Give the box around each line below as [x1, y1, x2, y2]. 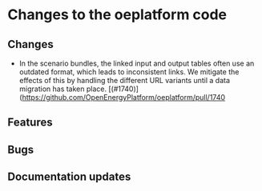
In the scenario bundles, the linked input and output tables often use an [18, 58, 255, 68]
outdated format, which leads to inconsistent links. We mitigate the [18, 67, 240, 77]
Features [7, 116, 53, 129]
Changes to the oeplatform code [7, 6, 228, 24]
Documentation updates [7, 170, 131, 184]
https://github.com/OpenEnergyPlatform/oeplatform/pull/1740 [22, 93, 226, 101]
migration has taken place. [18, 84, 107, 94]
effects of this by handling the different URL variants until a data [18, 76, 230, 85]
